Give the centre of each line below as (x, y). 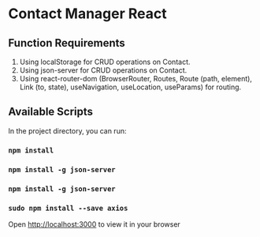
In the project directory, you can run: (67, 130)
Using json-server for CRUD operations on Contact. (103, 70)
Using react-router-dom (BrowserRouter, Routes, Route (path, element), (136, 79)
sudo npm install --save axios (68, 208)
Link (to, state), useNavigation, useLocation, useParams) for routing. (130, 87)
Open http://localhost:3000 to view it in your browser (95, 224)
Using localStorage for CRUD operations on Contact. (105, 62)
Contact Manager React (87, 14)
